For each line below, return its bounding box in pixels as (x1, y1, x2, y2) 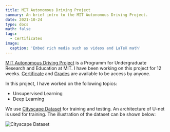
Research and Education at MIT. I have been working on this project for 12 (5, 65, 162, 71)
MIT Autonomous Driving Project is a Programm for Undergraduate (5, 59, 147, 65)
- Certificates (10, 36, 43, 41)
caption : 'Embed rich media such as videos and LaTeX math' (10, 46, 141, 51)
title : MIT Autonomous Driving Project (5, 7, 91, 13)
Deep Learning (12, 96, 45, 102)
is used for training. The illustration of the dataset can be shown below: (5, 111, 156, 117)
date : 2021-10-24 (5, 17, 43, 22)
